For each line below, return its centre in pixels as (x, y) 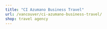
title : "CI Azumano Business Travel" (45, 10)
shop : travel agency (27, 19)
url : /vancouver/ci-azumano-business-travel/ (54, 14)
